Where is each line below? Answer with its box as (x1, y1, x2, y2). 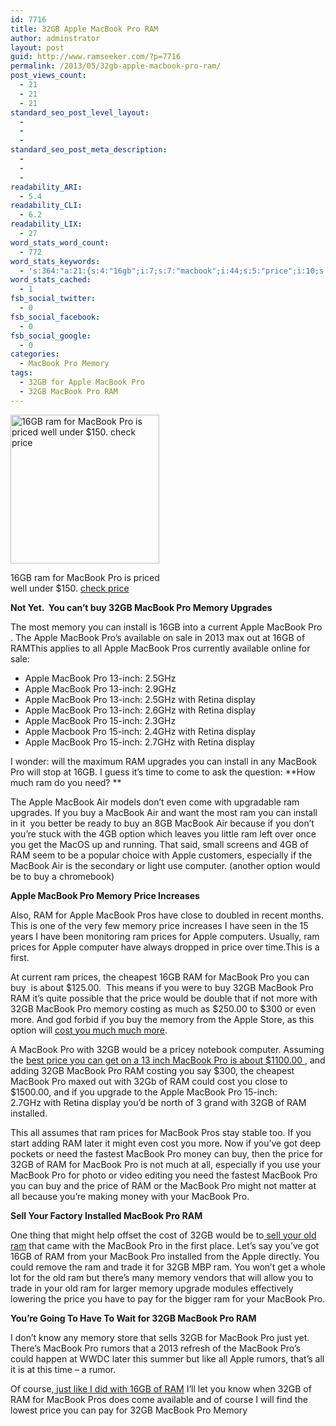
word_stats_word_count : (10, 237, 110, 248)
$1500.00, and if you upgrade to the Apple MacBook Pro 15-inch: (10, 1086, 278, 1098)
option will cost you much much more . (10, 1024, 168, 1036)
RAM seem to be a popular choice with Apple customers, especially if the (10, 849, 313, 861)
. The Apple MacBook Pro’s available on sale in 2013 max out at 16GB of (10, 631, 306, 643)
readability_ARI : (10, 182, 83, 192)
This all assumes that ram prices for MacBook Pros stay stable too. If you (10, 1126, 312, 1138)
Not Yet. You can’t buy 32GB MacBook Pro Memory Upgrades (10, 601, 273, 613)
